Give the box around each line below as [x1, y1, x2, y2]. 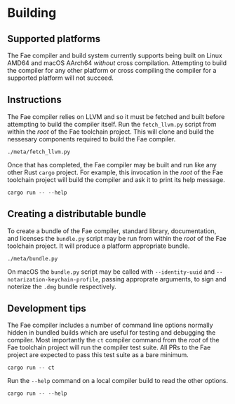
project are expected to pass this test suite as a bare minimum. [7, 351, 189, 359]
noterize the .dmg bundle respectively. [7, 282, 117, 291]
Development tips [7, 302, 86, 314]
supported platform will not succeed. [7, 74, 114, 82]
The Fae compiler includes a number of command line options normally [7, 321, 213, 330]
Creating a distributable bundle [7, 208, 147, 220]
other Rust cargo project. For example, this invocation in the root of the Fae [7, 168, 223, 176]
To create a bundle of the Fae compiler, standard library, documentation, [7, 226, 217, 235]
